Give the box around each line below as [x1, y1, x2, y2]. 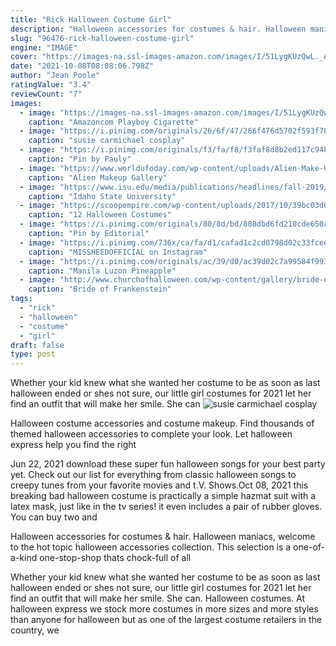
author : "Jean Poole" [10, 71, 101, 81]
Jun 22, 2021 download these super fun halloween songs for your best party [10, 458, 326, 470]
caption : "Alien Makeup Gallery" [28, 172, 168, 183]
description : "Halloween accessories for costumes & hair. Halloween [10, 24, 307, 34]
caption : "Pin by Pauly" [28, 154, 132, 164]
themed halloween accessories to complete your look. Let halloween [10, 428, 293, 440]
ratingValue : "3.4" [10, 80, 92, 90]
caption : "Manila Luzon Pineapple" [28, 266, 177, 276]
